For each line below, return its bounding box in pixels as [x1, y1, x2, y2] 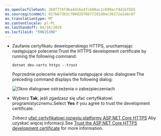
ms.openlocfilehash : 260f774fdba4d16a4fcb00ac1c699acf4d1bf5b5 [5, 7, 136, 12]
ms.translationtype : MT [5, 16, 53, 21]
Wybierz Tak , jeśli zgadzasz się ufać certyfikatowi [12, 95, 113, 101]
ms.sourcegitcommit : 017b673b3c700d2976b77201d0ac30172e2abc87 [5, 12, 136, 17]
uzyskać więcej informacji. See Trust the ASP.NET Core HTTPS [12, 120, 137, 126]
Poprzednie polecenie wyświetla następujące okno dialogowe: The [12, 71, 145, 77]
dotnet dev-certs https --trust [12, 63, 78, 68]
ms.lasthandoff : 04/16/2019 [5, 25, 62, 30]
